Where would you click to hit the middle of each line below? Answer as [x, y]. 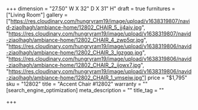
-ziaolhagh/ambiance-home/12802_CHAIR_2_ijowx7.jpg [73, 65]
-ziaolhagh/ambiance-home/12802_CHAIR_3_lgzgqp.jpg [74, 52]
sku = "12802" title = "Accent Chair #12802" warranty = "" [77, 84]
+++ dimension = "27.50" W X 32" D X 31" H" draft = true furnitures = [91, 9]
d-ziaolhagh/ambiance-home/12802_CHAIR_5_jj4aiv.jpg [74, 27]
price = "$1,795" [167, 77]
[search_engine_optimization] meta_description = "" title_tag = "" [85, 90]
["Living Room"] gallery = [37, 15]
